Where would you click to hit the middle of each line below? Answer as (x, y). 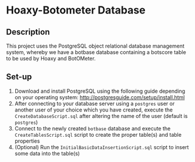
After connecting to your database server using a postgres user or (95, 103)
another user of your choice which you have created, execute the (94, 110)
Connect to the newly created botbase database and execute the (93, 128)
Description (28, 32)
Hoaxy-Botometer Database (76, 10)
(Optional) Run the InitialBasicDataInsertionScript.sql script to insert (102, 147)
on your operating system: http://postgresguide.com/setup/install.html (100, 97)
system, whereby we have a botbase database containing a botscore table (96, 52)
